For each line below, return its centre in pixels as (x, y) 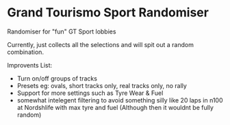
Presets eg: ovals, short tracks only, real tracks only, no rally (102, 85)
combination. (26, 52)
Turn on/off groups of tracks (57, 78)
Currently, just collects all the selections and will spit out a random (100, 44)
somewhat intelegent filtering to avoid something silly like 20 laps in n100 (120, 100)
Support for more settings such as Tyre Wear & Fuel (90, 93)
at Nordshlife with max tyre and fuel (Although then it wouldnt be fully (115, 107)
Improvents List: (30, 65)
